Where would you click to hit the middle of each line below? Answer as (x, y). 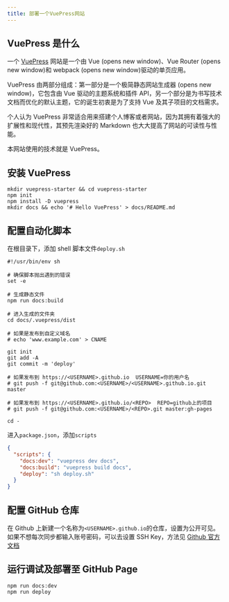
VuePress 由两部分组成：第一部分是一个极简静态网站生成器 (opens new (109, 85)
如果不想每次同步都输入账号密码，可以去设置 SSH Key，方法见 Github (107, 537)
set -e (17, 282)
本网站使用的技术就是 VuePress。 (55, 149)
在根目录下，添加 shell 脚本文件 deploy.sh (66, 249)
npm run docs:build (35, 301)
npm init (20, 196)
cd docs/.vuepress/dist (42, 320)
